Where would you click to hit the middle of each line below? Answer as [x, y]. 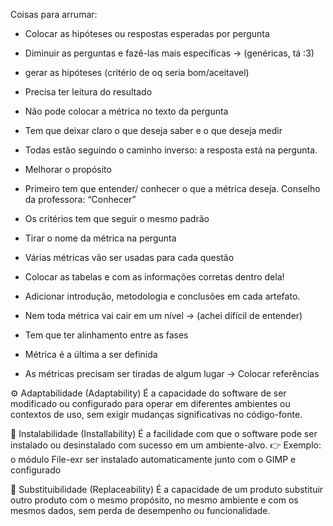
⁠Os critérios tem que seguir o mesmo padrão [117, 218]
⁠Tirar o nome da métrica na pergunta [100, 238]
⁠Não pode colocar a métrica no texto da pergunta [126, 111]
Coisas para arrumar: [54, 14]
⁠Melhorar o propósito [68, 169]
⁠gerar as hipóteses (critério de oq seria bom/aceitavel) [137, 72]
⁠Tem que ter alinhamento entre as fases [106, 335]
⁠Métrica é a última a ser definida [91, 354]
